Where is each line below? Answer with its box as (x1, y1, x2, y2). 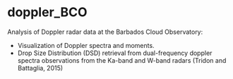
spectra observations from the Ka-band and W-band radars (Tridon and (17, 56, 227, 64)
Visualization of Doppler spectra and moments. (17, 41, 155, 49)
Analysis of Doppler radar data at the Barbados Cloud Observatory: (7, 28, 203, 36)
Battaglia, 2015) (17, 63, 64, 72)
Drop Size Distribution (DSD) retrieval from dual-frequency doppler (17, 49, 213, 57)
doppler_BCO (7, 4, 88, 20)
